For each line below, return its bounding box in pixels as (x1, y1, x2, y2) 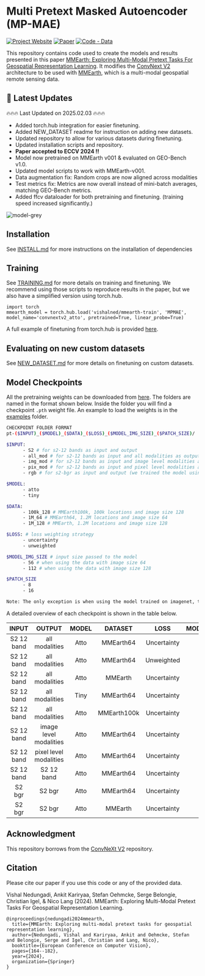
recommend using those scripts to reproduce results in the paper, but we (6, 286, 190, 293)
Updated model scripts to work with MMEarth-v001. (15, 167, 146, 174)
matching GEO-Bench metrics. (15, 187, 92, 194)
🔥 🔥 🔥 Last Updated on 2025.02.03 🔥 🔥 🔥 (6, 109, 106, 117)
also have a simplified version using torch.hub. (6, 292, 123, 300)
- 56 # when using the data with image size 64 (22, 560, 146, 566)
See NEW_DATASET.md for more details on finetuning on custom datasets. (6, 360, 194, 367)
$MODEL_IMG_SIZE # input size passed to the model (6, 553, 138, 560)
